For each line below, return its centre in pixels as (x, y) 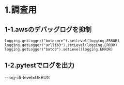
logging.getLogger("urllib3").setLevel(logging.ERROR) (61, 45)
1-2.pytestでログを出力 (39, 65)
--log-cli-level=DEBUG (27, 77)
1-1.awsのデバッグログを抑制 (48, 29)
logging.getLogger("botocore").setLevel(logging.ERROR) (62, 41)
